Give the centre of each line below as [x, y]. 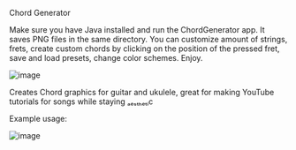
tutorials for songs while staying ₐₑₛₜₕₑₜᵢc [81, 101]
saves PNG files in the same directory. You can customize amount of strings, [148, 39]
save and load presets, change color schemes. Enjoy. [106, 58]
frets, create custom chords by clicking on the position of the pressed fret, [144, 49]
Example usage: [38, 119]
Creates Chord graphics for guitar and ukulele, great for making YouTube [142, 92]
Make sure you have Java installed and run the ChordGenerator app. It [137, 30]
